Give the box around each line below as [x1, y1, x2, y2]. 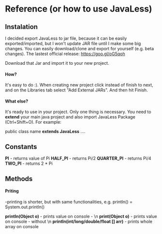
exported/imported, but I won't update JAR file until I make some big [5, 41, 141, 46]
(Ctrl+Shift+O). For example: [5, 119, 61, 125]
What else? [5, 98, 28, 104]
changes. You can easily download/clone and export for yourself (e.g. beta [5, 46, 154, 51]
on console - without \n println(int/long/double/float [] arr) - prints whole [5, 219, 152, 224]
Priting [5, 188, 19, 194]
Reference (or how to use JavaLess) [5, 3, 152, 15]
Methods [5, 175, 33, 183]
